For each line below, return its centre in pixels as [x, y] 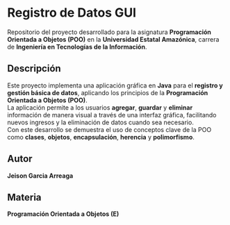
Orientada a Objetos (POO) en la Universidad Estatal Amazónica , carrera [113, 39]
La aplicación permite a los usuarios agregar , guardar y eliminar [100, 107]
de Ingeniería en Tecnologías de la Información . [77, 47]
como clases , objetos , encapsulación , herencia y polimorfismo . [101, 137]
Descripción [34, 68]
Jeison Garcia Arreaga [40, 176]
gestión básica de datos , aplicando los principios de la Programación [108, 92]
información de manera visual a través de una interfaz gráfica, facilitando [112, 115]
